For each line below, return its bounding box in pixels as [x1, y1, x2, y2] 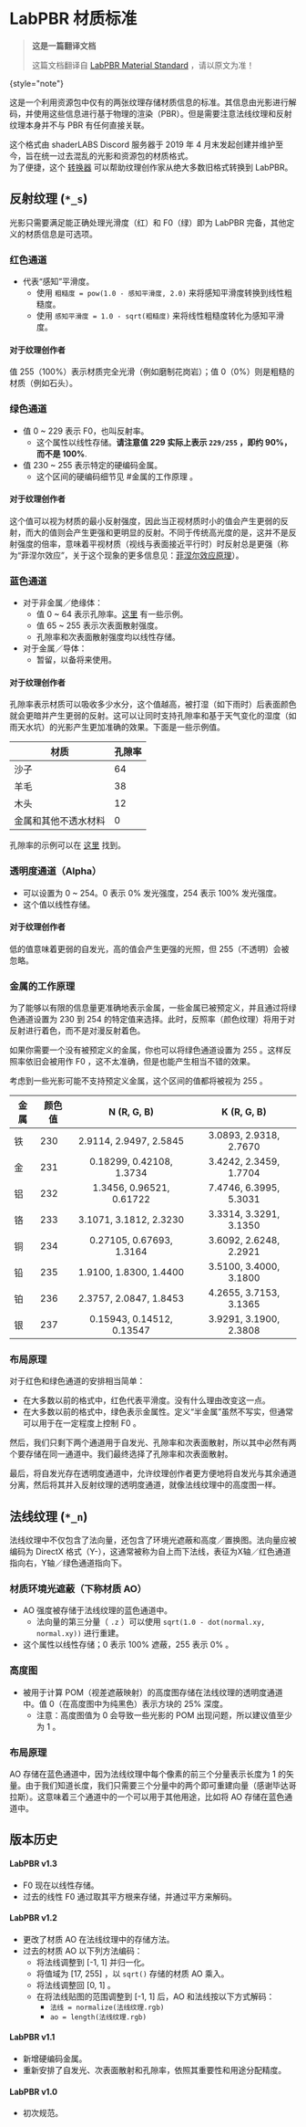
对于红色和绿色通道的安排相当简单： [9, 1376, 146, 1387]
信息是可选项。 [40, 228, 97, 239]
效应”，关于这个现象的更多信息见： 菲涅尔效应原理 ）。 [45, 550, 244, 561]
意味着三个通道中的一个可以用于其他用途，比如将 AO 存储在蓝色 [45, 1791, 285, 1803]
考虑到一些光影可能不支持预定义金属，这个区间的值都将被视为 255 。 [9, 1075, 269, 1086]
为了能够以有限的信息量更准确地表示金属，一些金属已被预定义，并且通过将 [9, 1002, 289, 1013]
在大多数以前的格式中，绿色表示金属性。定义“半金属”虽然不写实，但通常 [22, 1407, 294, 1418]
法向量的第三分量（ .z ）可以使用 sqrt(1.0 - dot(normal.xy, [36, 1617, 266, 1628]
